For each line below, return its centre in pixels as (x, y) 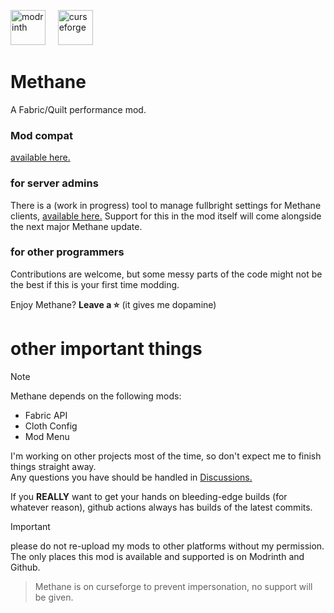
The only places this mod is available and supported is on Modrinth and (157, 556)
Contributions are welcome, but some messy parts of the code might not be (166, 274)
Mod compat (42, 135)
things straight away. (53, 466)
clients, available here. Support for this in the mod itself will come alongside (166, 216)
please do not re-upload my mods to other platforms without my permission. (167, 546)
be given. (54, 597)
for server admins (54, 183)
